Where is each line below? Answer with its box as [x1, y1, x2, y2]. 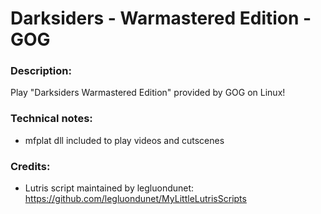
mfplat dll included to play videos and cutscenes [24, 134, 225, 146]
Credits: [10, 159, 51, 173]
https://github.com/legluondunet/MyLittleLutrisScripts [24, 193, 247, 205]
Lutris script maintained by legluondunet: [24, 182, 195, 194]
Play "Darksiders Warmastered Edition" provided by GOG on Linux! [10, 87, 286, 99]
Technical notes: [10, 112, 93, 126]
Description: [10, 64, 72, 78]
